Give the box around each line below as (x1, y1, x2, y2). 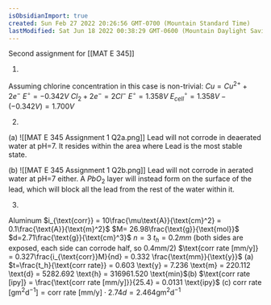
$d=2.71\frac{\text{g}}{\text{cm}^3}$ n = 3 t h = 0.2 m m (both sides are (8, 233, 244, 245)
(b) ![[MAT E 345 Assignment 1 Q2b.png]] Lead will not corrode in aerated (8, 166, 254, 175)
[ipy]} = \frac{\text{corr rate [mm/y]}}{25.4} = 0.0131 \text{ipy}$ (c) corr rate (8, 278, 262, 287)
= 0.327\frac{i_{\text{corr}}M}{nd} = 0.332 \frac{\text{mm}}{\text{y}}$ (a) (8, 252, 254, 262)
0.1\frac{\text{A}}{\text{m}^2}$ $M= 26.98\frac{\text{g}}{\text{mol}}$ (8, 225, 240, 234)
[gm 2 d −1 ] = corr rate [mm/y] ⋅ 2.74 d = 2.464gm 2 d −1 (8, 286, 181, 297)
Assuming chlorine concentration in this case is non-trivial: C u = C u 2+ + (8, 80, 248, 91)
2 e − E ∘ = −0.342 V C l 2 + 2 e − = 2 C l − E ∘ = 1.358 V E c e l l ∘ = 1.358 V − (8, 90, 227, 103)
